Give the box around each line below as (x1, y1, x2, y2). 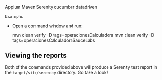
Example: (5, 14, 24, 19)
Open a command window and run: (12, 23, 83, 29)
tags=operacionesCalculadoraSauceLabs (12, 37, 95, 43)
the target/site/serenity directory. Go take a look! (5, 69, 108, 75)
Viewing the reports (5, 51, 67, 60)
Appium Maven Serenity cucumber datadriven (5, 4, 97, 10)
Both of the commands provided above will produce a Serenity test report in (5, 64, 157, 70)
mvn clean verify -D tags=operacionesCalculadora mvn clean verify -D (12, 32, 155, 38)
